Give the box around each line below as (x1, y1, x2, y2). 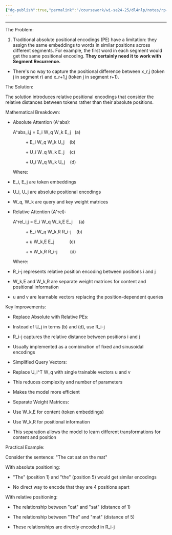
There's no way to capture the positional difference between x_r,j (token (12, 68, 165, 75)
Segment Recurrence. (12, 58, 61, 64)
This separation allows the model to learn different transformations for (12, 429, 161, 435)
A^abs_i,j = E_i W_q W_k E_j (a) (12, 129, 81, 135)
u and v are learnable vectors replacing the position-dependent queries (12, 293, 164, 300)
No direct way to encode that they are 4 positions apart (12, 484, 130, 490)
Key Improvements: (5, 304, 46, 310)
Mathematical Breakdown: (5, 109, 60, 115)
